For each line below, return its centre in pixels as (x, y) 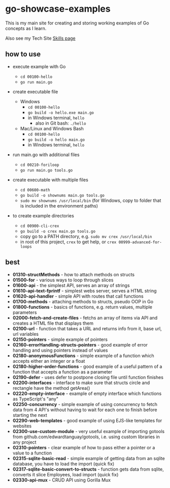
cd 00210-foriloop (40, 165)
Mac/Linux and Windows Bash (52, 128)
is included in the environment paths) (59, 206)
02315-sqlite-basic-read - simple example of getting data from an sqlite (89, 458)
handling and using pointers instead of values (60, 350)
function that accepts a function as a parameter (62, 371)
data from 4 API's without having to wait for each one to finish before (85, 410)
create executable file (35, 92)
